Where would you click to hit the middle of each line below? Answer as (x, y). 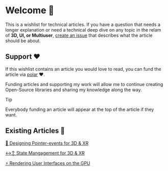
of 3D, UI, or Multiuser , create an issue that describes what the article (79, 35)
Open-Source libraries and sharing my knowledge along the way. (74, 90)
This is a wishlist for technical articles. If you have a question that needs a (83, 24)
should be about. (23, 41)
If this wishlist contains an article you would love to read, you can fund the (83, 69)
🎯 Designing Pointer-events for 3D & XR (47, 143)
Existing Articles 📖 (35, 131)
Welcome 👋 (30, 10)
